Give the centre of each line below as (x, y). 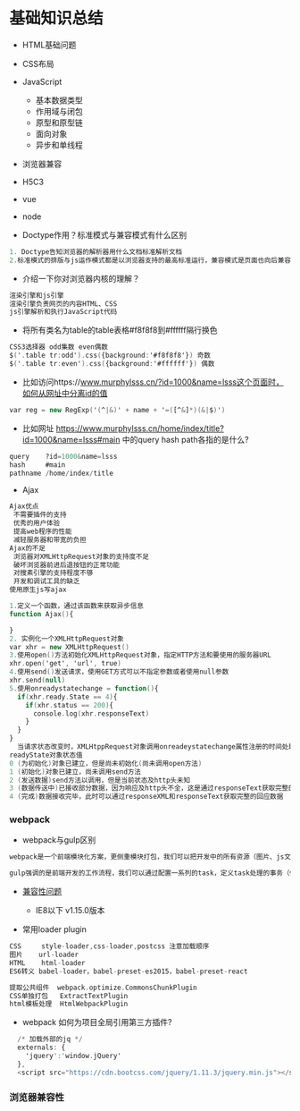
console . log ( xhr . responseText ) (91, 713)
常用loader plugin (54, 929)
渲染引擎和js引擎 (37, 295)
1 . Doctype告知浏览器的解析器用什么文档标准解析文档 (96, 251)
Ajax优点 (24, 506)
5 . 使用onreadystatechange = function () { (84, 688)
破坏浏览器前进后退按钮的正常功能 (67, 564)
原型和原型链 (59, 123)
